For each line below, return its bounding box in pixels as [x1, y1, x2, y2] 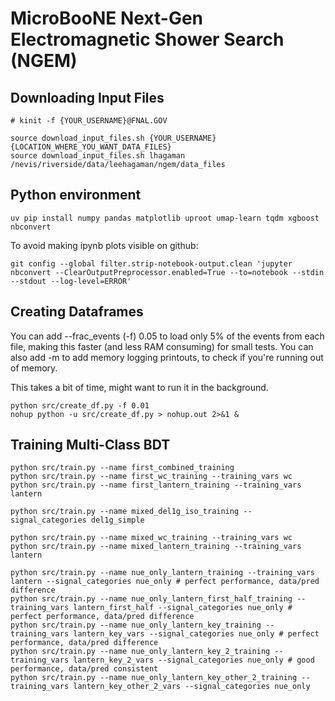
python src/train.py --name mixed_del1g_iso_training [10, 507, 240, 517]
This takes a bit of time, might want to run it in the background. [10, 381, 269, 393]
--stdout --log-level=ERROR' [10, 276, 132, 286]
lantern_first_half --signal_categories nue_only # [73, 603, 293, 613]
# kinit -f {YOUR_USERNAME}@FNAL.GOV [10, 116, 168, 126]
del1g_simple [90, 515, 145, 526]
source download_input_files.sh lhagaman [10, 151, 186, 161]
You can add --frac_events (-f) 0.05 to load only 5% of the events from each [10, 330, 325, 342]
